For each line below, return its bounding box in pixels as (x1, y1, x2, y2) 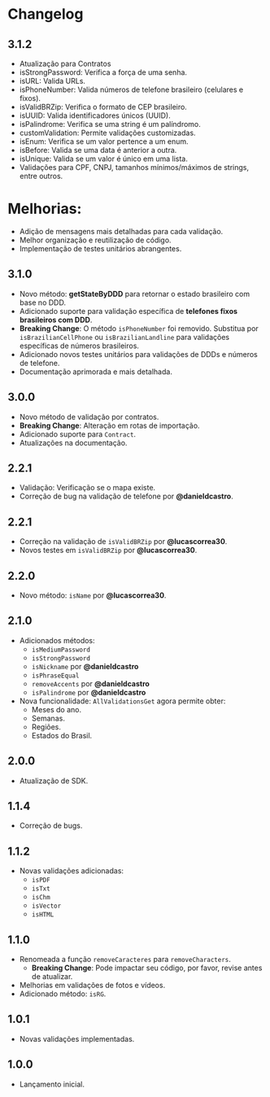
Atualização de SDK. (19, 776, 89, 786)
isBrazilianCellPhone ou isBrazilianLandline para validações (19, 332, 229, 342)
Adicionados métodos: (19, 635, 95, 645)
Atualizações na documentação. (19, 437, 128, 447)
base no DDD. (19, 298, 67, 307)
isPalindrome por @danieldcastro (31, 687, 146, 697)
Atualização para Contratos (19, 59, 111, 68)
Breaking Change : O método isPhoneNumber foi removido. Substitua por (19, 323, 259, 333)
